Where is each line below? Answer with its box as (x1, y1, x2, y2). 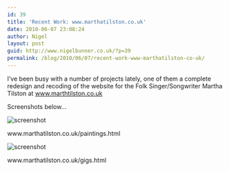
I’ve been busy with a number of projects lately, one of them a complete (7, 74, 212, 83)
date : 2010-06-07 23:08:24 (7, 26, 85, 32)
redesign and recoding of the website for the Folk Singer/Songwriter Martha (7, 81, 223, 90)
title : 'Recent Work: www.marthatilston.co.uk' (7, 18, 147, 26)
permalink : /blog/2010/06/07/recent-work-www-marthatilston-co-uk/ (7, 55, 206, 62)
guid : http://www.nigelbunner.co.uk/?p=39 (7, 48, 131, 54)
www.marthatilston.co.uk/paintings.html (7, 129, 121, 137)
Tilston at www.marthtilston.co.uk (7, 89, 103, 97)
